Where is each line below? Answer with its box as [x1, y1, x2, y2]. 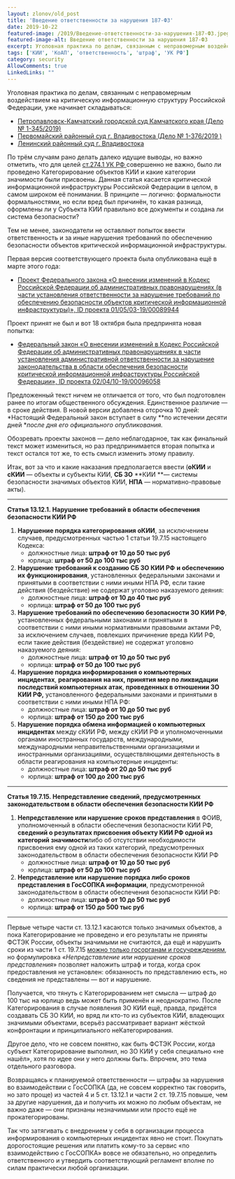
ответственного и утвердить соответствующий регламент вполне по [7, 1156, 215, 1164]
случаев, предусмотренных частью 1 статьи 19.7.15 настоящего [17, 534, 207, 542]
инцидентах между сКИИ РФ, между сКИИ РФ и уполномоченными [17, 727, 223, 736]
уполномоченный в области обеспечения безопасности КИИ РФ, [17, 821, 213, 829]
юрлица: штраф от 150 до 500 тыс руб [27, 903, 145, 911]
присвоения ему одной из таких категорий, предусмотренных [17, 843, 205, 851]
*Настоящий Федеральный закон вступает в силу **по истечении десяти [7, 413, 227, 422]
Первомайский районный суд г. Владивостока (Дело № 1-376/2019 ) [17, 131, 222, 140]
